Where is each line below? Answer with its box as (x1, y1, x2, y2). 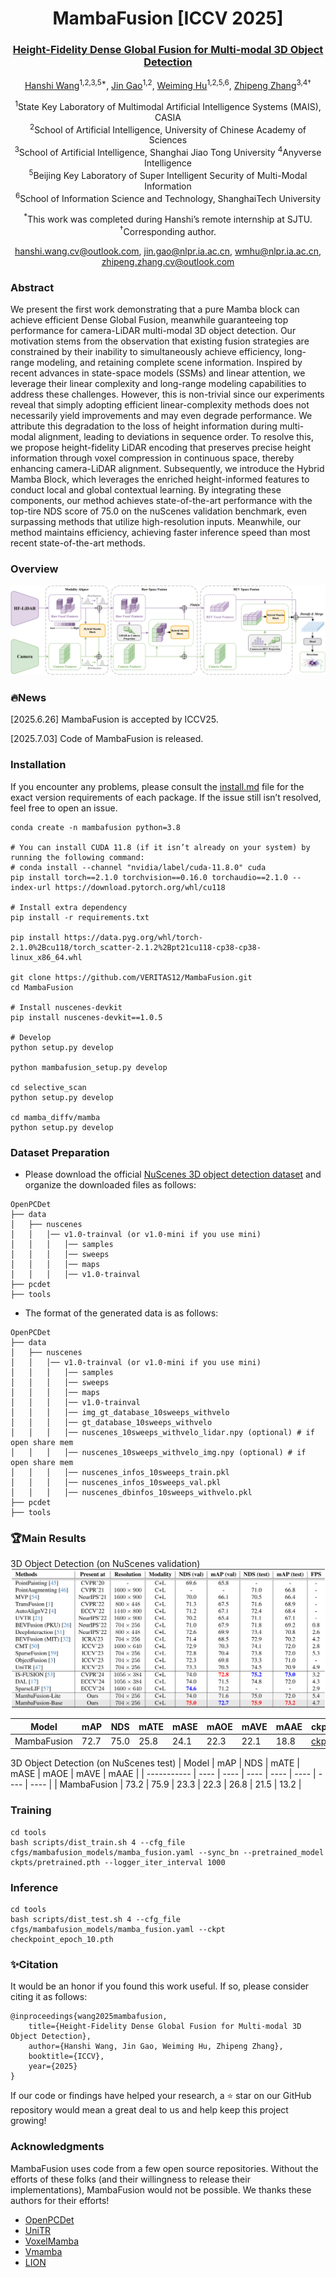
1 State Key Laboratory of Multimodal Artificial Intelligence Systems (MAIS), (14, 99, 322, 112)
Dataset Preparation (10, 1145, 110, 1159)
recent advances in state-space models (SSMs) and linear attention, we (10, 367, 306, 379)
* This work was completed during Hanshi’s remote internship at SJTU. (23, 212, 313, 226)
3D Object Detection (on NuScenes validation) (10, 1558, 201, 1570)
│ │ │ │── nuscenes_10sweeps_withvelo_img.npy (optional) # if (10, 1447, 307, 1457)
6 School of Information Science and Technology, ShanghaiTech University (14, 190, 322, 204)
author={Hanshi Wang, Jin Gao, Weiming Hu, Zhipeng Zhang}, (28, 2042, 284, 2052)
